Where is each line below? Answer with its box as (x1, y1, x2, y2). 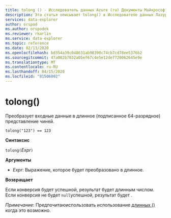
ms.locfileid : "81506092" (5, 74, 60, 79)
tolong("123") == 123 (5, 128, 51, 133)
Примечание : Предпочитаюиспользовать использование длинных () (5, 202, 155, 208)
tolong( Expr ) (5, 147, 34, 153)
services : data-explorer (5, 17, 58, 22)
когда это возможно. (5, 207, 51, 213)
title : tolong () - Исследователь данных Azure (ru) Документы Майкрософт (5, 7, 167, 13)
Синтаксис (5, 137, 30, 143)
